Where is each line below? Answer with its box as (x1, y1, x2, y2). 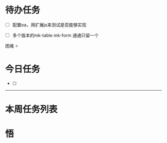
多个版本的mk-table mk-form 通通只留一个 (12, 33, 99, 38)
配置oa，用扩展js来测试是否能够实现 (12, 22, 86, 28)
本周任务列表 (5, 104, 58, 115)
